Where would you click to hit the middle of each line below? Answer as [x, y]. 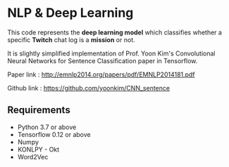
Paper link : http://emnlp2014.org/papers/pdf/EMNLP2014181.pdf [101, 74]
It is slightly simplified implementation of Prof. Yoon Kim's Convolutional [111, 53]
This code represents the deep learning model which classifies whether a [114, 32]
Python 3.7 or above [47, 127]
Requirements [39, 110]
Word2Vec [33, 156]
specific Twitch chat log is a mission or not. [71, 39]
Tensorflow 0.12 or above [54, 134]
